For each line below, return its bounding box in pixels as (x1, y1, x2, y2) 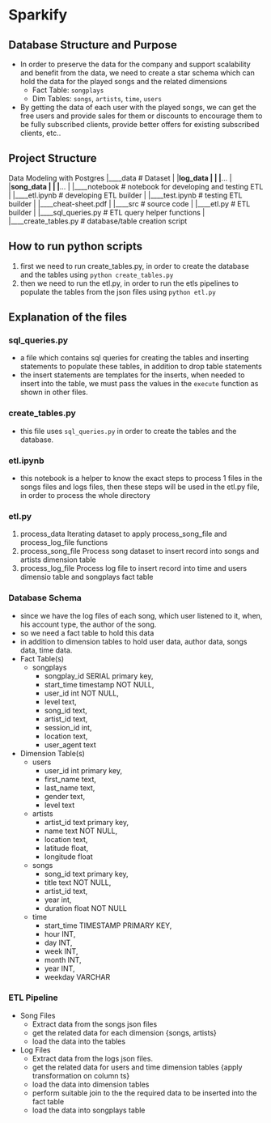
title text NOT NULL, (44, 877, 112, 887)
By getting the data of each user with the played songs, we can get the (19, 103, 256, 112)
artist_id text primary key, (44, 817, 129, 827)
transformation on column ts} (32, 1070, 130, 1080)
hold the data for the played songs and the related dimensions (19, 77, 228, 86)
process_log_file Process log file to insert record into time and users (19, 564, 248, 573)
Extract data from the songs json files (32, 1019, 158, 1029)
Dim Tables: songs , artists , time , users (32, 94, 162, 103)
